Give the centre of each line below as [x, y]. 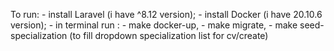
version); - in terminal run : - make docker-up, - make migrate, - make [154, 25]
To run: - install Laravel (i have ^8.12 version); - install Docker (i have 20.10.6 [166, 14]
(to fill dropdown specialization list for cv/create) [169, 35]
